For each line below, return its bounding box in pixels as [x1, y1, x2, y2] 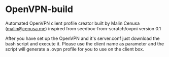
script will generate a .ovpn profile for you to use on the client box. [5, 46, 145, 52]
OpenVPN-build [5, 4, 74, 15]
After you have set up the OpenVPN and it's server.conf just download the [5, 35, 160, 41]
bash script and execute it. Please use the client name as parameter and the [5, 40, 164, 46]
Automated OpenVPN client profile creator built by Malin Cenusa [5, 20, 140, 26]
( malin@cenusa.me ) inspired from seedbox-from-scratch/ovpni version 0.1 [5, 25, 161, 31]
